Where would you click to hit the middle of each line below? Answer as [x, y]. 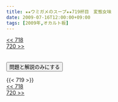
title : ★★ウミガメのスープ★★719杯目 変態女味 [59, 12]
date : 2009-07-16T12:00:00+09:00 [48, 17]
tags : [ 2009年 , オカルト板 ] [38, 23]
